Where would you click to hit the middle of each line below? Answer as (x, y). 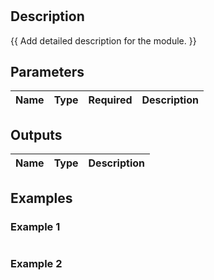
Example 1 (35, 226)
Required (110, 100)
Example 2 (36, 263)
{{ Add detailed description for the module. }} (103, 40)
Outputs (36, 134)
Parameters (47, 72)
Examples (41, 198)
